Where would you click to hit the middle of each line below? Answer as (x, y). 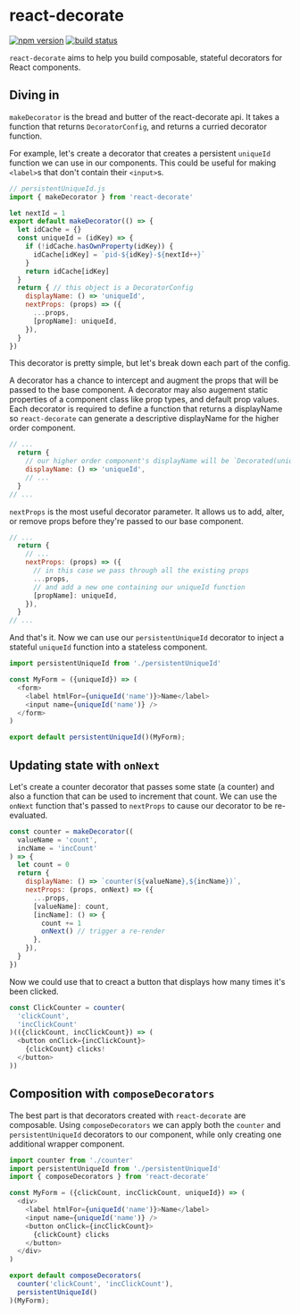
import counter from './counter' (71, 1160)
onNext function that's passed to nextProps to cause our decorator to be (141, 805)
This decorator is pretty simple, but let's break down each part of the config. (150, 363)
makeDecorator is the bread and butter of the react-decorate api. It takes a (144, 116)
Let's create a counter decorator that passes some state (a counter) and (142, 786)
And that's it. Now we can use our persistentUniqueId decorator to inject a (146, 638)
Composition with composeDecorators (112, 1094)
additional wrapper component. (67, 1144)
